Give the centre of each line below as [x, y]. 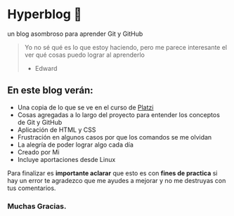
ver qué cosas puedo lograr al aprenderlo [85, 55]
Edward [46, 68]
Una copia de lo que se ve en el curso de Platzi [85, 107]
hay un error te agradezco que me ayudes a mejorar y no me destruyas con [117, 180]
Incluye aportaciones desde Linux [66, 159]
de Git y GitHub [40, 122]
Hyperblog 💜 [45, 14]
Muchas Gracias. [37, 206]
